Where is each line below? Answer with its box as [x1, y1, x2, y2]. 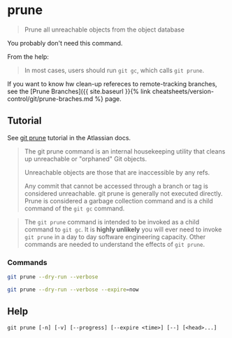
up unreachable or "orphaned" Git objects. [24, 154, 147, 163]
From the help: [7, 52, 49, 61]
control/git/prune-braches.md [7, 94, 94, 103]
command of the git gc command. [24, 204, 125, 212]
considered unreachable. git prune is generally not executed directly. [24, 189, 223, 198]
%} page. [94, 94, 122, 103]
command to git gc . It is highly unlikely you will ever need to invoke [24, 225, 222, 234]
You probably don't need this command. [7, 39, 123, 47]
